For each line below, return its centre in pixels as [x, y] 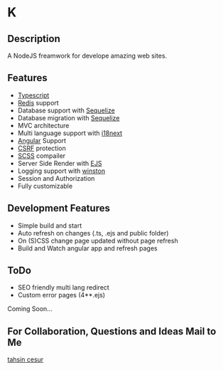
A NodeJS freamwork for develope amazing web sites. [87, 55]
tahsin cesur [26, 359]
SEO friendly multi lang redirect [64, 287]
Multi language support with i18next [70, 133]
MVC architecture [43, 125]
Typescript [33, 95]
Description [34, 39]
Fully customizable [45, 186]
